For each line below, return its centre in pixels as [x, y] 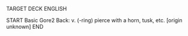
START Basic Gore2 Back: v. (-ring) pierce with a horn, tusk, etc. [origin [94, 20]
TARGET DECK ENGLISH [37, 9]
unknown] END [25, 27]
